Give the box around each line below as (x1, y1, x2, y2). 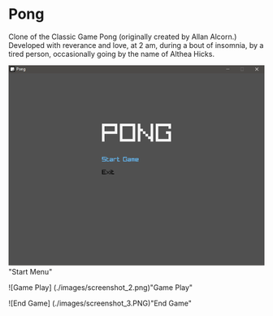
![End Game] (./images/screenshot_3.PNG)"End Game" (8, 298, 193, 308)
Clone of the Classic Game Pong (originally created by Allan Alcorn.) (8, 32, 237, 41)
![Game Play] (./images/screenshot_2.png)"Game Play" (8, 282, 193, 292)
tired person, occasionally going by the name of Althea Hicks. (8, 49, 215, 58)
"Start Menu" (8, 266, 53, 276)
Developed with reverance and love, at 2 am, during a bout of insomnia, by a (8, 40, 264, 50)
